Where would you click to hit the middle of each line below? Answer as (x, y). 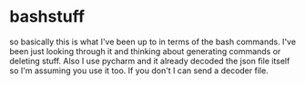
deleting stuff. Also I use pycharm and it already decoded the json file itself (150, 61)
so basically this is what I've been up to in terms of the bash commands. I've (153, 42)
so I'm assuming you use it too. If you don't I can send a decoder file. (139, 71)
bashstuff (47, 17)
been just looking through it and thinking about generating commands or (145, 51)
